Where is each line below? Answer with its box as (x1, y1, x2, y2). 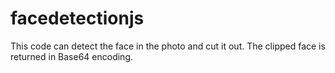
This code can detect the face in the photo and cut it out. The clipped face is (10, 40, 326, 52)
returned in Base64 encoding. (10, 50, 134, 62)
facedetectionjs (10, 7, 145, 30)
